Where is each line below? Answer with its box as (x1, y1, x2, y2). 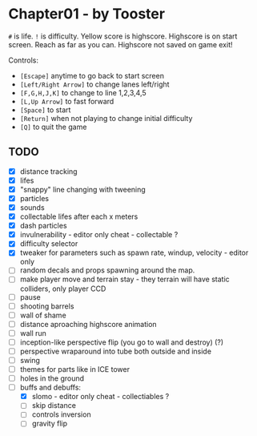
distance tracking (19, 166, 78, 176)
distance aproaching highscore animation (19, 319, 158, 329)
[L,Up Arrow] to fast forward (19, 96, 114, 106)
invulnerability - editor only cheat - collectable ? (19, 230, 179, 240)
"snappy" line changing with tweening (19, 184, 146, 194)
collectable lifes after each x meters (19, 212, 139, 221)
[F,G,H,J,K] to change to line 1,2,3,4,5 (19, 87, 147, 97)
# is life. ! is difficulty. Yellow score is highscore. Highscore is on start (8, 31, 238, 41)
